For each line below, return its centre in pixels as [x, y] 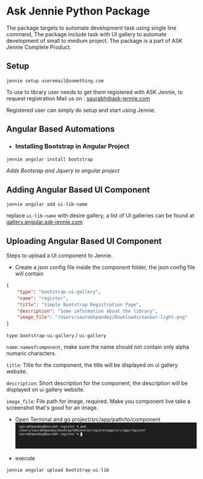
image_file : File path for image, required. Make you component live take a [98, 401]
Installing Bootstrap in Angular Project [72, 146]
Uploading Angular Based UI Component [84, 241]
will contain [29, 274]
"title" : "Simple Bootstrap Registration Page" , [79, 304]
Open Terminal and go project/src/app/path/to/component [88, 420]
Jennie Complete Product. [39, 47]
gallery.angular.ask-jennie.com [44, 222]
